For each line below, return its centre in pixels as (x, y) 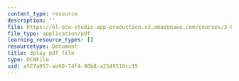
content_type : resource (43, 14)
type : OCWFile (28, 60)
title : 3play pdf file (41, 54)
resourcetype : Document (43, 46)
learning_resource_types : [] (51, 40)
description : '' (31, 20)
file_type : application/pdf (49, 33)
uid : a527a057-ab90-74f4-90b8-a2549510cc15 (73, 66)
